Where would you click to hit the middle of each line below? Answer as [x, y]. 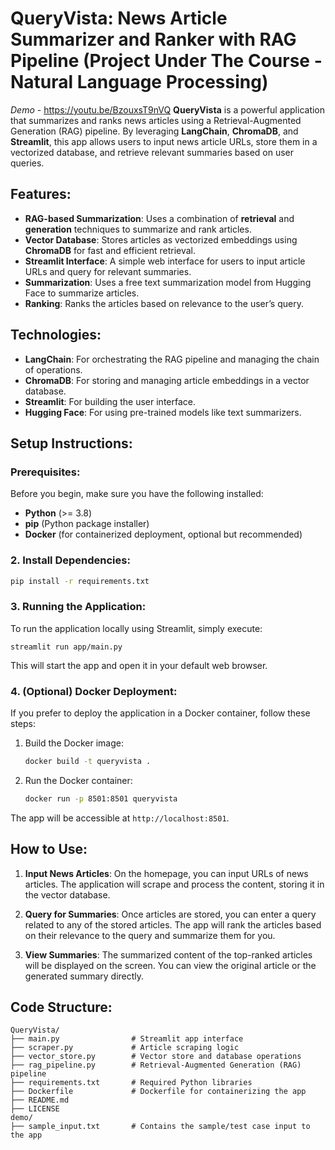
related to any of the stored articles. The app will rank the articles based [173, 924]
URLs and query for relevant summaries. [108, 271]
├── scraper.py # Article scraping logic [125, 1048]
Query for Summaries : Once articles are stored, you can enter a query [170, 914]
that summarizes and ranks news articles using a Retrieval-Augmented [156, 120]
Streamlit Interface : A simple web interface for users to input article [165, 261]
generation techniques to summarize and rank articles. [138, 229]
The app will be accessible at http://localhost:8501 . [120, 818]
